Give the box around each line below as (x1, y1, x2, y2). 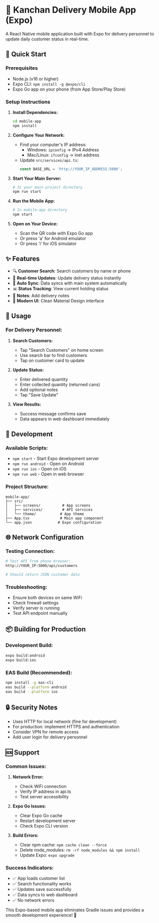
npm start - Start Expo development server (12, 455, 99, 462)
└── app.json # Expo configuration (5, 520, 102, 525)
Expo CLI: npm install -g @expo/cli (12, 81, 86, 87)
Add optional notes (19, 387, 58, 393)
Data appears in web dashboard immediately (19, 416, 110, 422)
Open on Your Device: (12, 221, 58, 227)
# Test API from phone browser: (5, 559, 71, 564)
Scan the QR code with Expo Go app (19, 230, 93, 236)
